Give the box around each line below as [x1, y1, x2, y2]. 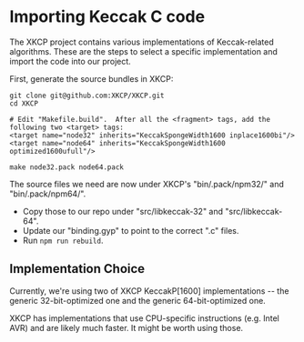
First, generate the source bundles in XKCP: [9, 73, 174, 84]
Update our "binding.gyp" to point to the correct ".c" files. [22, 225, 239, 236]
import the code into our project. [9, 55, 132, 66]
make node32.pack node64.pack [9, 162, 125, 172]
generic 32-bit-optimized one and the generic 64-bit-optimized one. [9, 295, 266, 306]
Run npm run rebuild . [22, 235, 104, 246]
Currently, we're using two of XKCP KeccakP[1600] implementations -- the [9, 285, 289, 297]
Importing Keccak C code [9, 6, 206, 27]
